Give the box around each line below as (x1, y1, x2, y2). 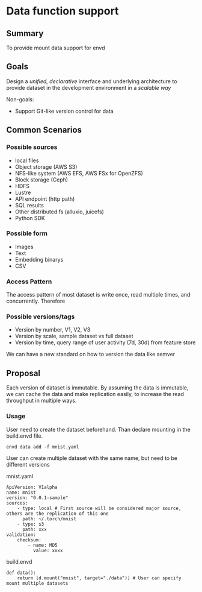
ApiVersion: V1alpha (6, 484, 58, 490)
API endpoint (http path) (14, 195, 75, 203)
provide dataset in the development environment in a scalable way (6, 84, 171, 91)
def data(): (6, 570, 36, 576)
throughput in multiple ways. (6, 397, 77, 405)
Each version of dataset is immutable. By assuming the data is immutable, (6, 384, 189, 391)
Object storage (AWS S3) (14, 163, 78, 170)
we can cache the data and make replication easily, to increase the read (6, 391, 185, 398)
